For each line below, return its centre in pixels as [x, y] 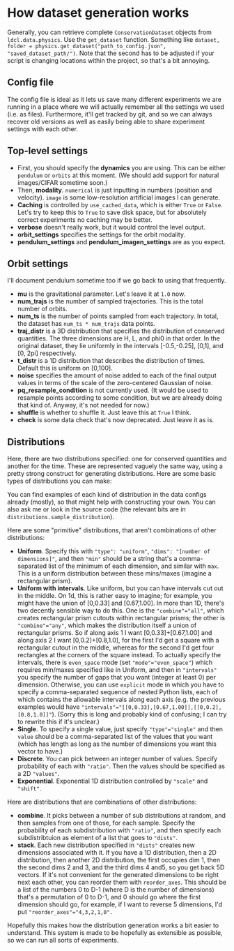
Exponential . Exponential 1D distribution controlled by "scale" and [112, 781]
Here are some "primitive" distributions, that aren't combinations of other [112, 530]
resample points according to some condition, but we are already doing [119, 398]
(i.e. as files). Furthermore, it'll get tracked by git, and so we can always [110, 114]
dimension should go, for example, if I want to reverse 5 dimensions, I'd [120, 904]
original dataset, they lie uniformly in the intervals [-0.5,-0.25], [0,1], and [120, 346]
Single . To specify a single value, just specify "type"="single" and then [120, 729]
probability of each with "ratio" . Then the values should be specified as [121, 766]
